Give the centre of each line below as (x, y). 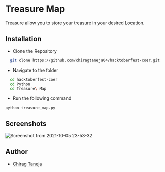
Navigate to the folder (35, 70)
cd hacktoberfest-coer (34, 79)
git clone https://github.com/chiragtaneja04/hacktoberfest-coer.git (85, 60)
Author (16, 152)
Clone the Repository (35, 51)
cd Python (20, 84)
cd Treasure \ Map (28, 89)
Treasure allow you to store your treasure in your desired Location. (75, 23)
